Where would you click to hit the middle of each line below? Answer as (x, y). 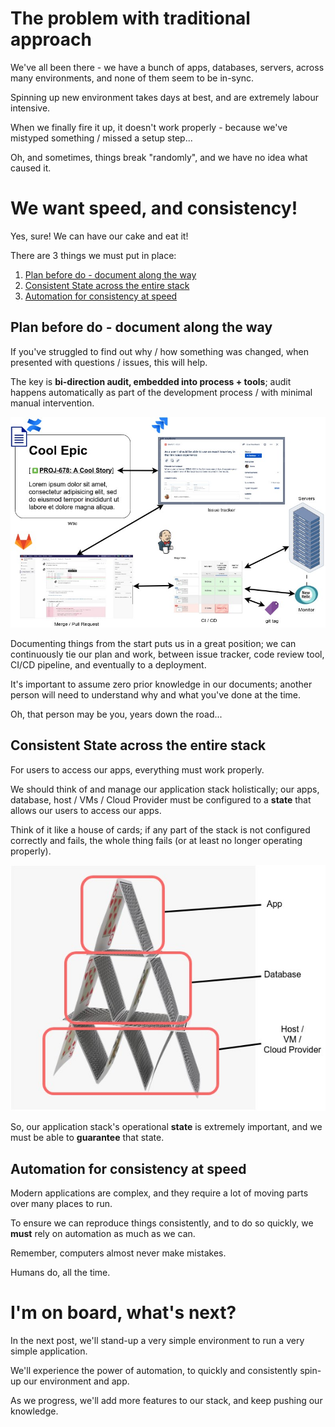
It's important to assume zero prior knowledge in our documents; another (161, 684)
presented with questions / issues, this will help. (109, 362)
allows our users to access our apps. (86, 810)
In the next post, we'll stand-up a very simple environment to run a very (157, 1341)
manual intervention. (52, 403)
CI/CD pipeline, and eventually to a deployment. (108, 664)
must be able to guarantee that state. (87, 1138)
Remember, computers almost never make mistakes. (118, 1253)
